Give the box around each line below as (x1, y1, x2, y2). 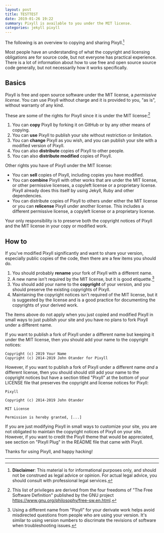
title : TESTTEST (5, 12, 38, 17)
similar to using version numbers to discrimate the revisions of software (12, 517, 156, 523)
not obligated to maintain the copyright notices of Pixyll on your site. (5, 428, 143, 434)
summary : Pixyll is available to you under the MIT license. (5, 21, 132, 26)
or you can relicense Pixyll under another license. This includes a (12, 203, 144, 209)
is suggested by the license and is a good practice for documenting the (12, 297, 156, 303)
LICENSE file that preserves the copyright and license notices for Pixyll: (5, 379, 149, 385)
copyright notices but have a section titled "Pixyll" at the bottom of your (5, 375, 149, 380)
